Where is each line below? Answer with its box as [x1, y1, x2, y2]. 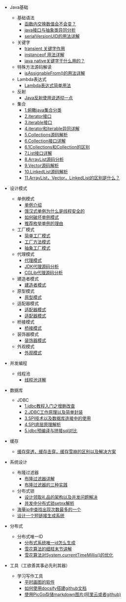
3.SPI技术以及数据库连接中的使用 [24, 415, 91, 421]
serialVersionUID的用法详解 [24, 33, 80, 39]
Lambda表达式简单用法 [24, 83, 71, 88]
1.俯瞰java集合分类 [24, 107, 62, 113]
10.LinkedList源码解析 [24, 169, 68, 174]
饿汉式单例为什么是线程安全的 [24, 208, 85, 214]
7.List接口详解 [24, 150, 52, 156]
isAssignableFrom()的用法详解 [24, 70, 85, 76]
